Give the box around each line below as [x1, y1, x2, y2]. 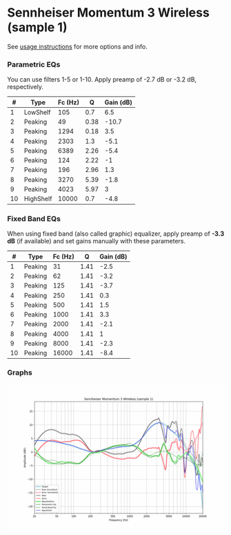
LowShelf [23, 108, 51, 116]
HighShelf [23, 195, 52, 203]
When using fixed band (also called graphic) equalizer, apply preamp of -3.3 [7, 229, 225, 238]
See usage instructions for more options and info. [7, 42, 148, 50]
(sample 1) [7, 19, 68, 35]
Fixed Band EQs [7, 214, 61, 223]
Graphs [7, 368, 32, 377]
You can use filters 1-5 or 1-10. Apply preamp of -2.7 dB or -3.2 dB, [7, 75, 197, 84]
